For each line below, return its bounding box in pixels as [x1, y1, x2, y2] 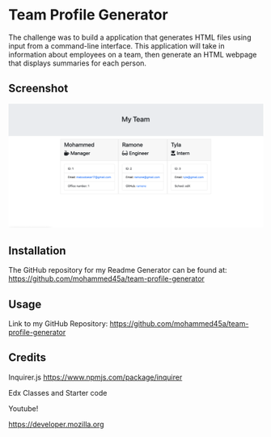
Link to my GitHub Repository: [8, 318, 108, 329]
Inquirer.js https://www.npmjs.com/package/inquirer [8, 372, 183, 382]
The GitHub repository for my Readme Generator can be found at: [8, 265, 228, 275]
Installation [8, 244, 66, 257]
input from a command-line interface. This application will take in [8, 40, 225, 50]
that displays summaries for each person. [8, 58, 147, 68]
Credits [8, 350, 47, 365]
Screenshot [8, 82, 69, 95]
